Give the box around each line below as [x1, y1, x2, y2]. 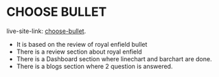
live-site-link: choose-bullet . [6, 27, 87, 35]
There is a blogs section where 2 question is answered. [16, 62, 173, 70]
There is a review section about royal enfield [16, 47, 142, 56]
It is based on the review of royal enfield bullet [16, 40, 148, 48]
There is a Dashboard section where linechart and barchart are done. [16, 54, 212, 63]
